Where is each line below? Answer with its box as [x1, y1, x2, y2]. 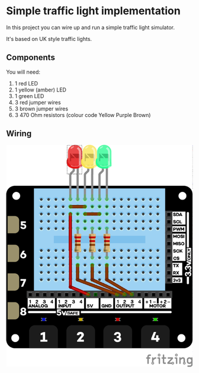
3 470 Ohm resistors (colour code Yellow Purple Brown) [14, 111, 151, 118]
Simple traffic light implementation [6, 4, 181, 18]
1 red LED [14, 80, 38, 87]
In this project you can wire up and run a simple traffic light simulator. [6, 24, 175, 31]
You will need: [6, 68, 40, 75]
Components [6, 52, 55, 63]
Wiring [6, 129, 32, 139]
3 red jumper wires [14, 99, 61, 106]
